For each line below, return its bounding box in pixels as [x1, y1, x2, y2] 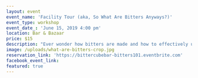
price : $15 [6, 36, 33, 42]
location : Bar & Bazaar [6, 30, 65, 36]
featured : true [6, 63, 44, 69]
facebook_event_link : [6, 57, 60, 63]
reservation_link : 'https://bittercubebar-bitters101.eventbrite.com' [6, 52, 183, 58]
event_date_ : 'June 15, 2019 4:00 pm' [6, 25, 101, 31]
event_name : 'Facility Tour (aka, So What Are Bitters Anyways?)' [6, 14, 173, 20]
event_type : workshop [6, 19, 60, 25]
